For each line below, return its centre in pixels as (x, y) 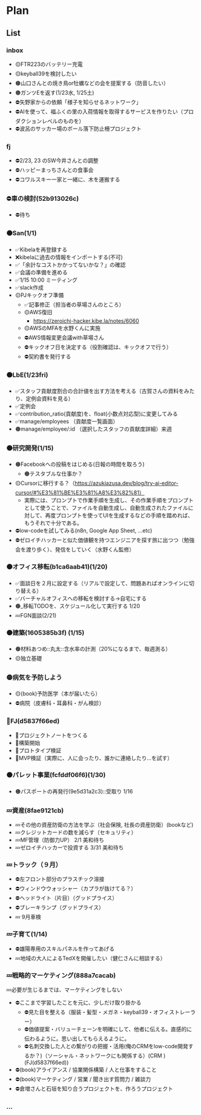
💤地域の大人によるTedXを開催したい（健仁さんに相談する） (90, 958)
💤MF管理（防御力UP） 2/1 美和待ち (60, 840)
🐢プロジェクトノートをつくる (51, 735)
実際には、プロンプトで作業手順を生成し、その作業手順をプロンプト (109, 500)
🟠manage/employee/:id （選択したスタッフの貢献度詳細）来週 (94, 429)
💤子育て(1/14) (27, 934)
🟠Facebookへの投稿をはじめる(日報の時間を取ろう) (80, 464)
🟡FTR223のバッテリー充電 (49, 64)
